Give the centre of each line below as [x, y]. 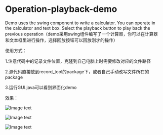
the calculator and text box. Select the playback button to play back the [78, 28]
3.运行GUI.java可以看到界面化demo [41, 87]
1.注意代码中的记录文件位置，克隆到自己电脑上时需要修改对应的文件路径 [78, 61]
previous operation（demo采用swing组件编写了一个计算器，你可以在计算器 [81, 34]
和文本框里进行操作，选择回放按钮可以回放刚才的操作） [61, 40]
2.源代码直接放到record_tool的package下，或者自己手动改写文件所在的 [77, 71]
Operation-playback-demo [61, 9]
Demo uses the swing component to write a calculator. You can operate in [80, 23]
